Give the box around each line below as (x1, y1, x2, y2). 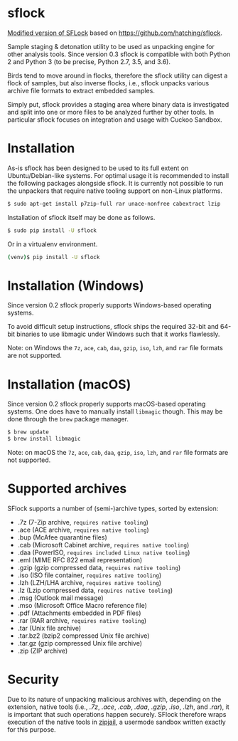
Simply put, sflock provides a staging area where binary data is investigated (7, 100, 229, 108)
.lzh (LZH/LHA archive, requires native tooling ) (17, 579, 162, 587)
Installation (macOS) (7, 376, 131, 392)
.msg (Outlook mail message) (17, 594, 104, 602)
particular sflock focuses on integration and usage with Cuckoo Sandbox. (7, 115, 222, 124)
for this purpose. (7, 725, 56, 734)
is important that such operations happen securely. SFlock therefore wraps (7, 710, 227, 718)
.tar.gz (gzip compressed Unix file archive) (17, 639, 143, 648)
